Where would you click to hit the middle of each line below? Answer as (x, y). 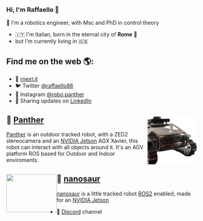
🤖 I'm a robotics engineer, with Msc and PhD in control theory (83, 23)
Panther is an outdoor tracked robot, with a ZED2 (67, 134)
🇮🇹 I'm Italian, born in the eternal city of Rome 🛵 (76, 34)
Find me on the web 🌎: (50, 61)
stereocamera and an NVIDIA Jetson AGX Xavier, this (72, 141)
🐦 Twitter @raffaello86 (44, 86)
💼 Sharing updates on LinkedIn (53, 101)
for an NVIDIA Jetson (83, 200)
